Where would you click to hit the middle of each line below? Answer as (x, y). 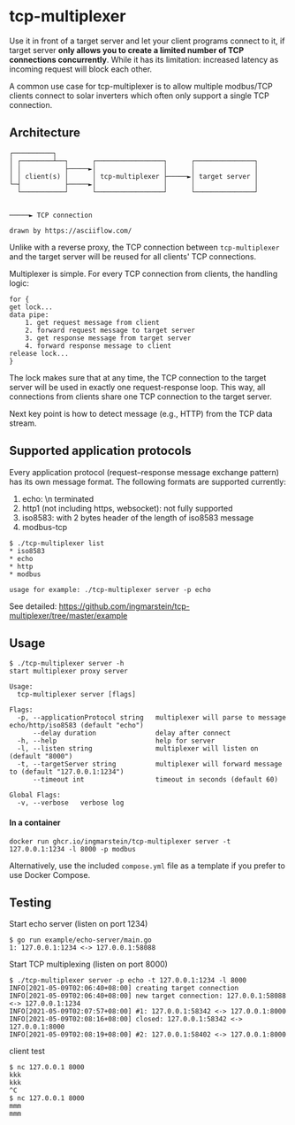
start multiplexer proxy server (68, 671)
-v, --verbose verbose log (71, 803)
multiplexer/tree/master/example (68, 615)
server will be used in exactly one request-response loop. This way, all (137, 387)
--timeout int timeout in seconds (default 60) (155, 780)
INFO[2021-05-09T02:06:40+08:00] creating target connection (124, 989)
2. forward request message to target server (110, 330)
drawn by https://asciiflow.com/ (71, 231)
